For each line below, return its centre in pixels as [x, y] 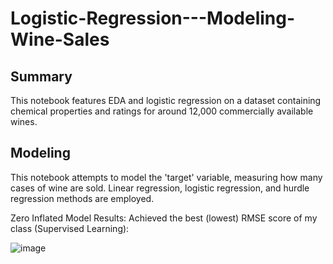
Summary [41, 76]
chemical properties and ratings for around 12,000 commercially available [162, 111]
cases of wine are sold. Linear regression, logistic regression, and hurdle [160, 188]
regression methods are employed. [82, 198]
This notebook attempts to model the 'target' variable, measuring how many [166, 177]
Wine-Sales [60, 39]
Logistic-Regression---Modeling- [153, 18]
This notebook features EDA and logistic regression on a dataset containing [166, 100]
